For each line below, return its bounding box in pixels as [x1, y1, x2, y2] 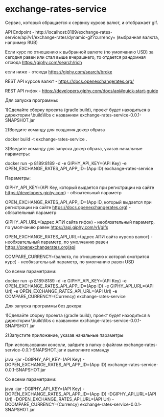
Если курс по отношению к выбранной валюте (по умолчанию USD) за [5, 49, 154, 55]
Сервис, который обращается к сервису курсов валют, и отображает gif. [5, 20, 158, 25]
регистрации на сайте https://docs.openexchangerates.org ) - [5, 204, 131, 210]
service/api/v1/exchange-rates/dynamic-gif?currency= [5, 34, 116, 40]
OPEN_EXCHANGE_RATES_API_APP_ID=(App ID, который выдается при [5, 199, 152, 205]
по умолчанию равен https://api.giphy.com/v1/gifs [5, 224, 109, 230]
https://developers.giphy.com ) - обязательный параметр [5, 189, 122, 195]
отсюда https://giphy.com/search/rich [5, 59, 82, 65]
